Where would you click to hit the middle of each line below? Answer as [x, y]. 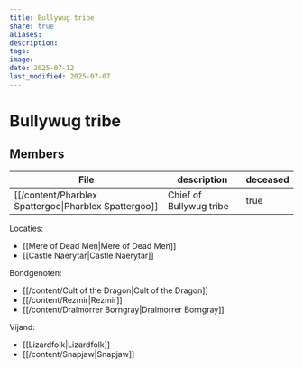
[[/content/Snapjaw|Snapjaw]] [78, 354]
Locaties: [26, 228]
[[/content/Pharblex [55, 195]
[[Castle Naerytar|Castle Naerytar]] [88, 255]
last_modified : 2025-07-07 [60, 77]
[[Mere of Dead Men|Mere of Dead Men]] [99, 245]
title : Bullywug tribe [52, 18]
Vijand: [23, 327]
